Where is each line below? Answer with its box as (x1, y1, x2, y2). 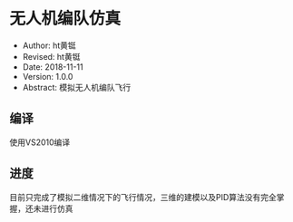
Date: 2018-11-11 (22, 61, 83, 72)
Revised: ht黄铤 (22, 51, 81, 62)
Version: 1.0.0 (22, 71, 73, 82)
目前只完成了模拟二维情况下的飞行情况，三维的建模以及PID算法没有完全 (9, 191, 277, 202)
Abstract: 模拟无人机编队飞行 (22, 82, 132, 92)
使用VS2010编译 (9, 137, 71, 148)
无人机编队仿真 (9, 8, 122, 29)
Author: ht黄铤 (22, 40, 77, 51)
